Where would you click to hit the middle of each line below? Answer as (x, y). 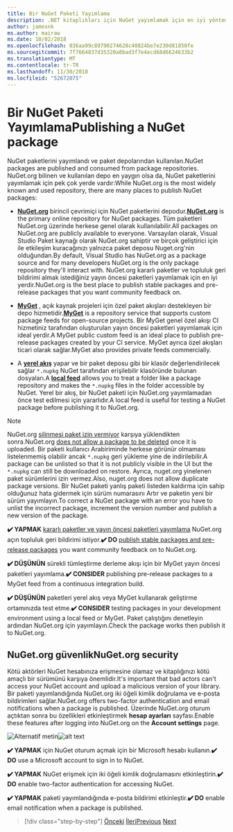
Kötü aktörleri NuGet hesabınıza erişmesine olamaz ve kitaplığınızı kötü (109, 671)
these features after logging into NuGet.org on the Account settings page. (114, 723)
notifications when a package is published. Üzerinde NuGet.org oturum (109, 709)
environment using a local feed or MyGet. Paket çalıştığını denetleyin (105, 618)
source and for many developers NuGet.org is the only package (108, 263)
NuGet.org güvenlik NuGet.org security (93, 655)
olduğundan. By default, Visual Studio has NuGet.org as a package (112, 255)
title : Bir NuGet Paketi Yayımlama (59, 14)
